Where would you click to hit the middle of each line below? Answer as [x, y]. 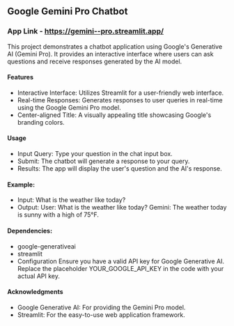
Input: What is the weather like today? [71, 200]
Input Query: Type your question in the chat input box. [95, 154]
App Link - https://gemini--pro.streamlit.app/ [86, 31]
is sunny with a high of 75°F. [58, 215]
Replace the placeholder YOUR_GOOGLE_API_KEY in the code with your [120, 268]
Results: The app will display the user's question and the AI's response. [120, 169]
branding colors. [41, 122]
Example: [21, 185]
